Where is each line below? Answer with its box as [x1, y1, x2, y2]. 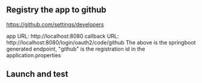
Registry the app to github [6, 5, 107, 15]
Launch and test [6, 69, 68, 79]
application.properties [6, 51, 62, 59]
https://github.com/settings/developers [6, 20, 104, 28]
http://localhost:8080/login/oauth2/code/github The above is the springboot [6, 38, 196, 46]
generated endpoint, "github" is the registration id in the [6, 45, 145, 52]
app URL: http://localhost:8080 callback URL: [6, 32, 119, 40]
